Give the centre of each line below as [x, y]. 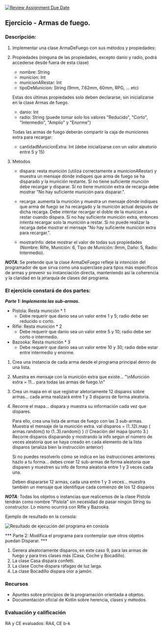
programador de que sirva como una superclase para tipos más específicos [82, 267]
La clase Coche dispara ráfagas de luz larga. [57, 566]
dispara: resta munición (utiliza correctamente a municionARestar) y [88, 171]
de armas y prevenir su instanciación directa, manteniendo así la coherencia [82, 272]
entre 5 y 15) [32, 152]
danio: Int [29, 112]
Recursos [17, 584]
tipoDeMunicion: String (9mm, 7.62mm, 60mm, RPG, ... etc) [79, 87]
